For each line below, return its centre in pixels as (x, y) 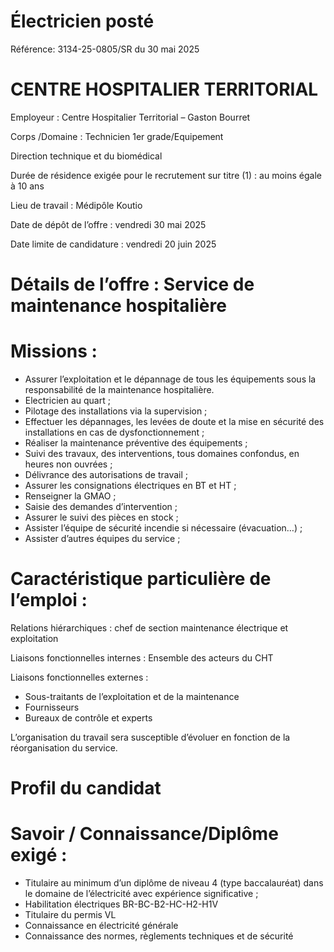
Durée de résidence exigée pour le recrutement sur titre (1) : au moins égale (166, 175)
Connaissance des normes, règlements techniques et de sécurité (159, 936)
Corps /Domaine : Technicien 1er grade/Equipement (117, 136)
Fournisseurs (52, 707)
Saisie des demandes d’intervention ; (101, 506)
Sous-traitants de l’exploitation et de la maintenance (132, 696)
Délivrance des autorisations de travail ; (106, 474)
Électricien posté (82, 21)
